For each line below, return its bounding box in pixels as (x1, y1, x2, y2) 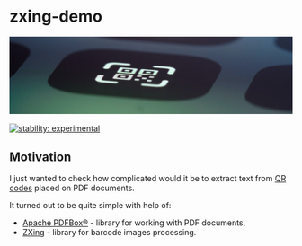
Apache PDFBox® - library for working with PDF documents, (22, 217, 246, 228)
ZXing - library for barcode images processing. (22, 227, 197, 238)
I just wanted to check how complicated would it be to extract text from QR (9, 173, 287, 184)
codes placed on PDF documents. (9, 182, 135, 194)
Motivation (9, 149, 72, 164)
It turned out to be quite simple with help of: (9, 200, 172, 211)
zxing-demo (9, 6, 103, 27)
